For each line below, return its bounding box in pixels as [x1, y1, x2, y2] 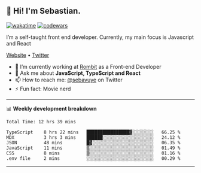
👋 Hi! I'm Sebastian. [6, 6, 81, 16]
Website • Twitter [6, 51, 50, 59]
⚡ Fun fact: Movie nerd [14, 85, 71, 92]
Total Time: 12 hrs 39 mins [6, 119, 77, 125]
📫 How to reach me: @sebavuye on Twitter [14, 76, 123, 83]
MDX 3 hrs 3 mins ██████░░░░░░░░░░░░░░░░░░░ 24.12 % [6, 134, 181, 141]
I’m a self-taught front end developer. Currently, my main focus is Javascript [6, 34, 194, 41]
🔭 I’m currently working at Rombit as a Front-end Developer [14, 63, 162, 70]
